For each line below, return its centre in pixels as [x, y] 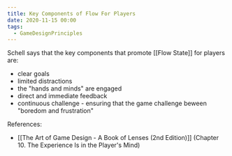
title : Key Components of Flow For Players [72, 14]
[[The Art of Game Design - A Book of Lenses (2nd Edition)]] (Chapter [118, 138]
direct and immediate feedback [62, 96]
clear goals [34, 74]
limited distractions [45, 81]
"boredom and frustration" [56, 111]
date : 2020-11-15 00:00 [42, 20]
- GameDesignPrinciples [48, 33]
